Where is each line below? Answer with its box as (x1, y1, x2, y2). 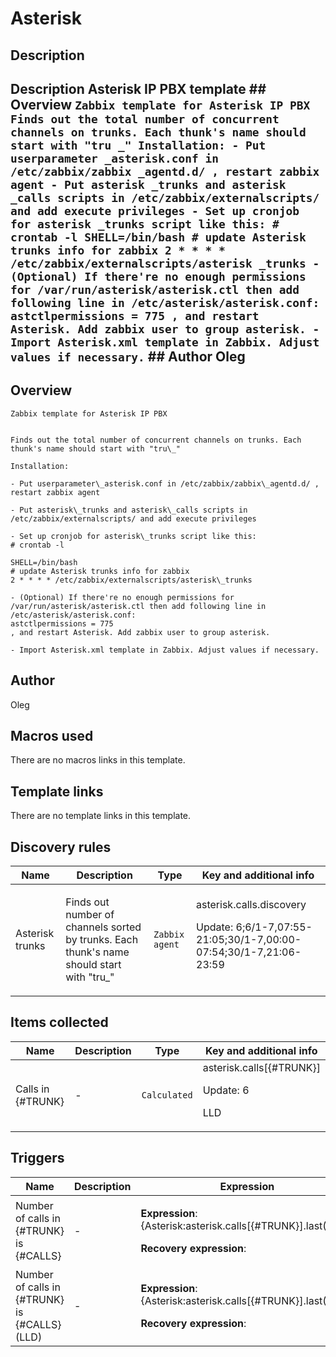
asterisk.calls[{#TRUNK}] (202, 1060, 321, 1074)
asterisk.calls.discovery (196, 898, 307, 912)
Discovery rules (10, 838, 112, 856)
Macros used (10, 727, 94, 744)
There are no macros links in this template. (10, 754, 186, 766)
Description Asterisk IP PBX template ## (10, 80, 267, 97)
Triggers (10, 1150, 65, 1167)
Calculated (141, 1089, 193, 1101)
